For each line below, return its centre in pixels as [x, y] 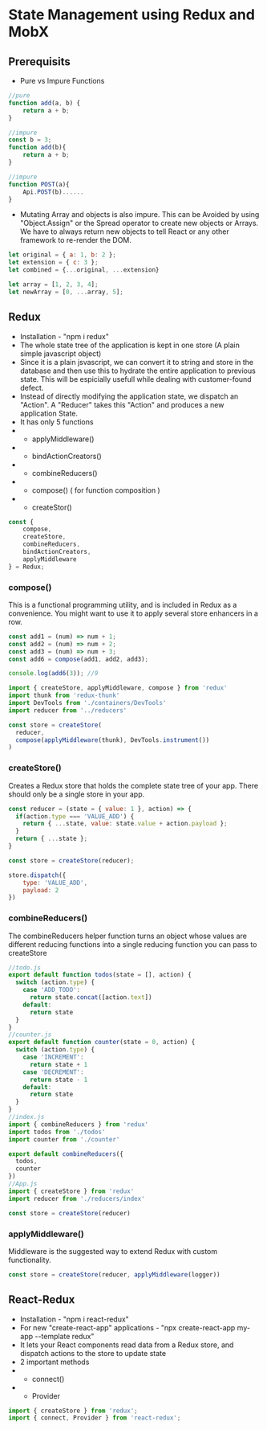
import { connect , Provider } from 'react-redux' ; [95, 1418]
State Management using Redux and [131, 15]
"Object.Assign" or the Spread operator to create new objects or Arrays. [139, 223]
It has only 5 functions [57, 422]
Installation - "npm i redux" [65, 336]
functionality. [30, 1260]
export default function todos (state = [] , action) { [100, 975]
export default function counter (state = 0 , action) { [102, 1043]
